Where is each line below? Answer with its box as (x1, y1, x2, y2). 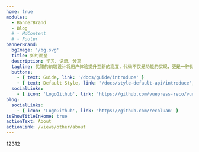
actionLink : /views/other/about (6, 124, 86, 130)
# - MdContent (11, 31, 46, 37)
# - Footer (11, 36, 38, 42)
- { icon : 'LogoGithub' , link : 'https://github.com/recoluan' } (17, 108, 179, 114)
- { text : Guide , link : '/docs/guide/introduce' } (17, 75, 145, 80)
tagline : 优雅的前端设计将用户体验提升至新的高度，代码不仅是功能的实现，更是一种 (11, 63, 190, 70)
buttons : (11, 69, 33, 75)
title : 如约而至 (11, 53, 49, 59)
